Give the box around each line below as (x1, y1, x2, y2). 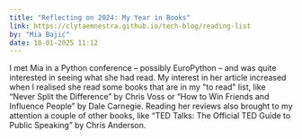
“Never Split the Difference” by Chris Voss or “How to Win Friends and (9, 91, 270, 102)
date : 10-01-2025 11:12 (9, 38, 99, 48)
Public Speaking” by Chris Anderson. (9, 120, 147, 131)
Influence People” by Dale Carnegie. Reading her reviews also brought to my (9, 100, 293, 112)
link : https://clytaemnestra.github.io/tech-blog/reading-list (9, 22, 252, 30)
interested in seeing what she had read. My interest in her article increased (9, 73, 287, 83)
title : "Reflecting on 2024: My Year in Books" (9, 13, 191, 22)
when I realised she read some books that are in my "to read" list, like (9, 82, 267, 92)
